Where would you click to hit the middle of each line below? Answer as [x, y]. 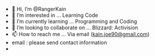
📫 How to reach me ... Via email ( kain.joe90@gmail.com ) [80, 34]
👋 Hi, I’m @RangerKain [39, 9]
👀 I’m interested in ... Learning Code [55, 15]
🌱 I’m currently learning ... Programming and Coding [74, 21]
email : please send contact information [59, 43]
